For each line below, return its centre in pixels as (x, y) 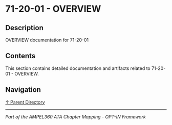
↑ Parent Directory (25, 102)
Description (24, 28)
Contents (20, 56)
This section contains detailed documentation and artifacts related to (78, 68)
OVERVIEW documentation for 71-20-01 (47, 40)
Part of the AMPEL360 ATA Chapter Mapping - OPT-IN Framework (76, 117)
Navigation (23, 90)
